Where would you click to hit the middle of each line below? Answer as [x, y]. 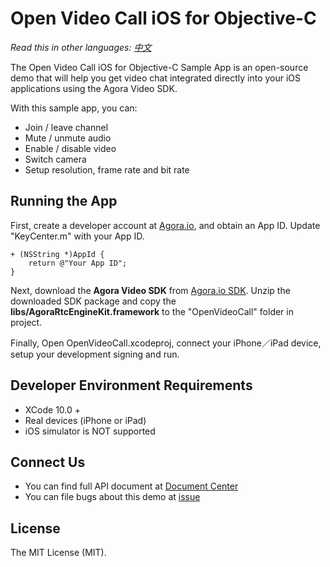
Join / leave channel [66, 127]
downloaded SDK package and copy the [93, 301]
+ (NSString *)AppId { [57, 254]
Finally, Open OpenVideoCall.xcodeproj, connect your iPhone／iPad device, [166, 343]
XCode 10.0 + [53, 409]
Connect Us [48, 462]
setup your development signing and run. [95, 354]
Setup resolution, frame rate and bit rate [107, 169]
